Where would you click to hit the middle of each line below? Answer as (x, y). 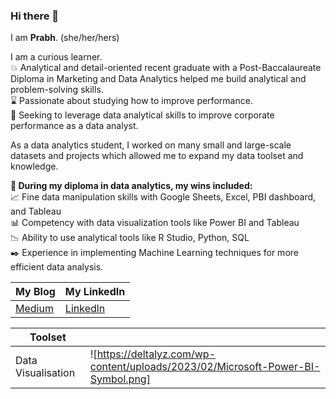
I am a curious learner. (56, 57)
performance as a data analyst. (74, 126)
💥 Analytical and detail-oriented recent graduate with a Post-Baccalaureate (166, 68)
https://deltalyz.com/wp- (156, 354)
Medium (34, 309)
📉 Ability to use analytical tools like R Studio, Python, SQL (130, 238)
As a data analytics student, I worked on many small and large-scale (151, 145)
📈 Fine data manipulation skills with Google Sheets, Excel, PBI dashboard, (163, 197)
